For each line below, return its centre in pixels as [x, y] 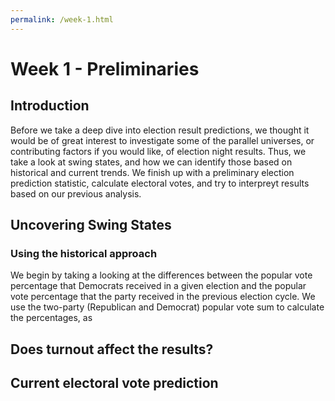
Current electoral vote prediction [114, 383]
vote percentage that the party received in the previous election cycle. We [163, 297]
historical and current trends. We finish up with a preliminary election [152, 172]
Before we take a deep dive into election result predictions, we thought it [160, 130]
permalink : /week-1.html [62, 19]
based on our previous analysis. [76, 193]
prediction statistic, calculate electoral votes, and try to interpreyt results [160, 183]
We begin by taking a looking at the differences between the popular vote [161, 275]
